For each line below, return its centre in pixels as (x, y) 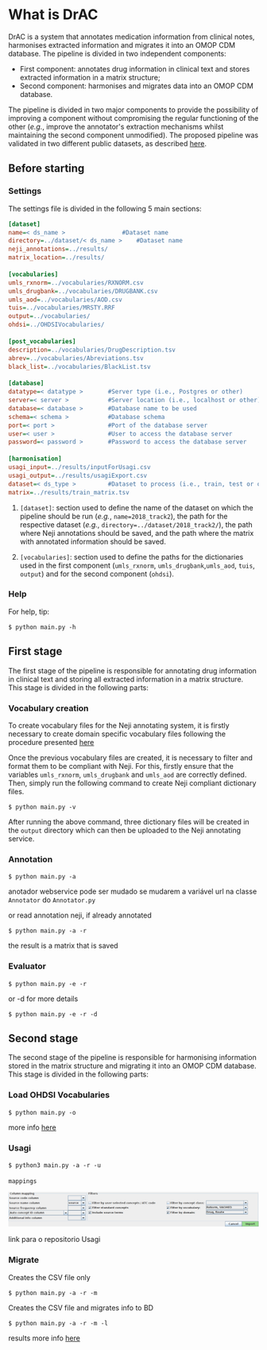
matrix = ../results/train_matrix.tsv (69, 492)
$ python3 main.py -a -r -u (55, 1165)
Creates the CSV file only (50, 1277)
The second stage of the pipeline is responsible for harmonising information (132, 1057)
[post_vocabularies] (43, 341)
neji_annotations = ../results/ (58, 249)
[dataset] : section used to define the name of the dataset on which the (137, 507)
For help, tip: (29, 611)
